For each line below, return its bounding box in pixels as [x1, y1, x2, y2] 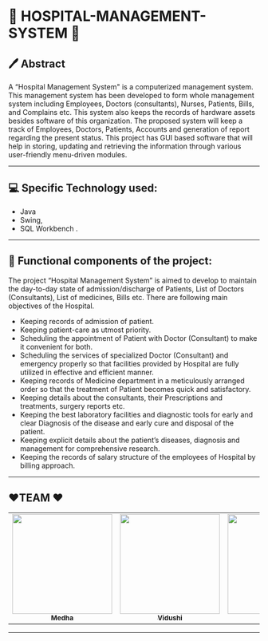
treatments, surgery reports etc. [19, 401, 125, 410]
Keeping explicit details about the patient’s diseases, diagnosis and [19, 435, 241, 445]
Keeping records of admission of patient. [19, 316, 154, 326]
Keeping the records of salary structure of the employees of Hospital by [19, 452, 256, 461]
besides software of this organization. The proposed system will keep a [8, 116, 243, 125]
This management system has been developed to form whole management [8, 91, 255, 100]
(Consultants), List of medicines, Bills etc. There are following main [8, 292, 228, 302]
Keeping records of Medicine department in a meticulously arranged [19, 375, 245, 386]
